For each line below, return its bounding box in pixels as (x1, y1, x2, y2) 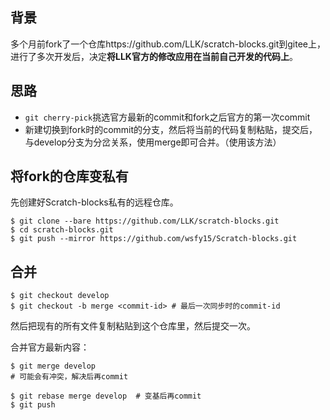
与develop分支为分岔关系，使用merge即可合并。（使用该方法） (24, 136, 282, 148)
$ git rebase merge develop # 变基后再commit (10, 391, 202, 402)
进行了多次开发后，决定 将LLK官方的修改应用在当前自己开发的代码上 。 (10, 50, 298, 62)
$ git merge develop (10, 361, 97, 372)
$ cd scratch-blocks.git (10, 225, 114, 235)
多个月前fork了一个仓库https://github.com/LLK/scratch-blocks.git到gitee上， (10, 38, 327, 50)
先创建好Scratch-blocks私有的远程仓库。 (10, 196, 179, 208)
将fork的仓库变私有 (10, 168, 129, 185)
